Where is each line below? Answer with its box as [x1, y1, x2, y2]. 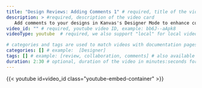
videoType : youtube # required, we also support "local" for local [6, 31, 182, 37]
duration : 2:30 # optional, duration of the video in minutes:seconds [6, 58, 187, 65]
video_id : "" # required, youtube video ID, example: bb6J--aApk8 [6, 25, 176, 32]
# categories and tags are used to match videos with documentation [6, 42, 182, 48]
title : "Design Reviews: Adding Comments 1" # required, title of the [6, 8, 187, 15]
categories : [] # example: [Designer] [6, 47, 106, 54]
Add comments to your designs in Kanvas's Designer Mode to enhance [14, 20, 189, 26]
